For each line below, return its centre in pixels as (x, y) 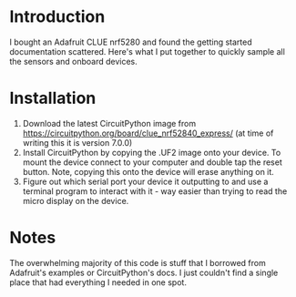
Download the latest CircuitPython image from (109, 123)
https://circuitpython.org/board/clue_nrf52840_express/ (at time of (148, 133)
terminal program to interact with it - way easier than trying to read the (155, 191)
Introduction (57, 17)
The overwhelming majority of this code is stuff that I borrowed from (138, 262)
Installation (53, 98)
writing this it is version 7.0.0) (77, 142)
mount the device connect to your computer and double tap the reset (152, 162)
